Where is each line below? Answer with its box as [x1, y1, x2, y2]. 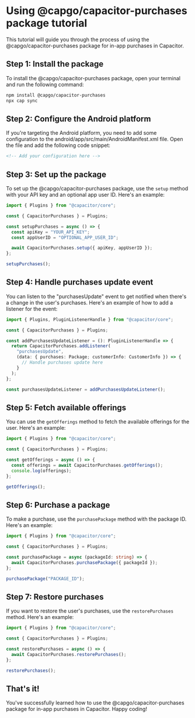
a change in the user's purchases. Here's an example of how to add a [6, 299, 173, 306]
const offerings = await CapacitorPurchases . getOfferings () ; [11, 462, 163, 468]
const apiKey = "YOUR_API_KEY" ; [11, 229, 90, 235]
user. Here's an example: [6, 425, 66, 432]
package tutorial [6, 16, 88, 30]
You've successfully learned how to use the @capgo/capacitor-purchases [6, 699, 185, 706]
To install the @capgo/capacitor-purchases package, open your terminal [6, 74, 181, 81]
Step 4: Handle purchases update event [6, 277, 154, 288]
